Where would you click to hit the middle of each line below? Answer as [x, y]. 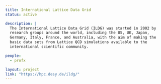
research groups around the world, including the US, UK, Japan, [80, 33]
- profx [18, 60]
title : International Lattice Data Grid [48, 10]
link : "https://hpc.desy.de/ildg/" [43, 74]
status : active [21, 14]
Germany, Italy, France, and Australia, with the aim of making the [83, 37]
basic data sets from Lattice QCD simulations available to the [78, 42]
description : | [21, 23]
